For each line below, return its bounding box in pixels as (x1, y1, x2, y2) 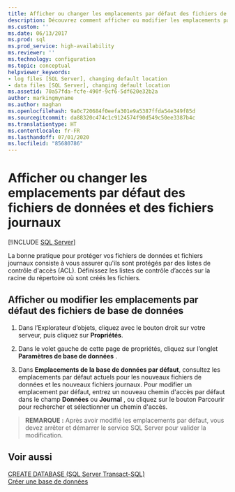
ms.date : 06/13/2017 (8, 29, 68, 37)
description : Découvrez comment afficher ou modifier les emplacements (8, 17, 220, 24)
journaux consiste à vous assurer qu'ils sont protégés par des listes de (8, 259, 211, 268)
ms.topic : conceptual (8, 62, 71, 69)
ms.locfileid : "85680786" (8, 140, 83, 147)
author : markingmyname (8, 95, 74, 102)
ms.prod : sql (8, 36, 46, 43)
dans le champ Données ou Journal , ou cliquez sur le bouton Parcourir (17, 395, 225, 403)
